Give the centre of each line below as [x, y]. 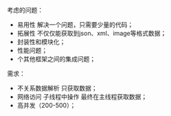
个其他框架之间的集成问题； [56, 59]
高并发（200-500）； [46, 105]
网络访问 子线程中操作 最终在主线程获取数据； [82, 97]
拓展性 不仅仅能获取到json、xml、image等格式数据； [92, 33]
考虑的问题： [25, 10]
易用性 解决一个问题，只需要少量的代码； [75, 25]
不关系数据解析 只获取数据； [57, 88]
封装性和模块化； [41, 42]
